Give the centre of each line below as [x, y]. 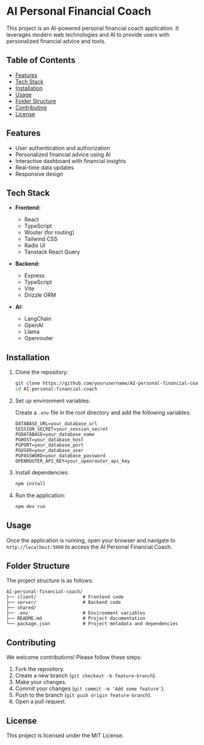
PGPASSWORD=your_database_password [60, 456]
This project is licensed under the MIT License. [65, 735]
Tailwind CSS [41, 239]
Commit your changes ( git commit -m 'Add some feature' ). [90, 689]
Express [34, 275]
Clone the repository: [42, 372]
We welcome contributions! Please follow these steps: [74, 657]
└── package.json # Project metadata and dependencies [92, 624]
